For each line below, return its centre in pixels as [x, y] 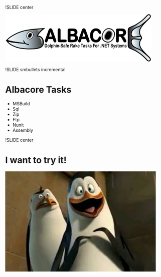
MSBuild [21, 103]
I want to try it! [36, 160]
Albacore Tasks [38, 90]
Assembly [23, 130]
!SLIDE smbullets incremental [35, 69]
